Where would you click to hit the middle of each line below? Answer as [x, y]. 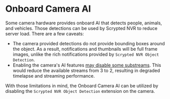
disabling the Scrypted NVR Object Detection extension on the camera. [80, 91]
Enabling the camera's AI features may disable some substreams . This [87, 65]
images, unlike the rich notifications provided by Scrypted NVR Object [86, 54]
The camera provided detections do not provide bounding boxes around [89, 43]
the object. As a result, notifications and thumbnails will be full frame [85, 49]
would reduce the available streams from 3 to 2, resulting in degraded [86, 70]
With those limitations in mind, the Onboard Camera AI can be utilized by [82, 86]
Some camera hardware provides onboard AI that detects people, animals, [84, 23]
